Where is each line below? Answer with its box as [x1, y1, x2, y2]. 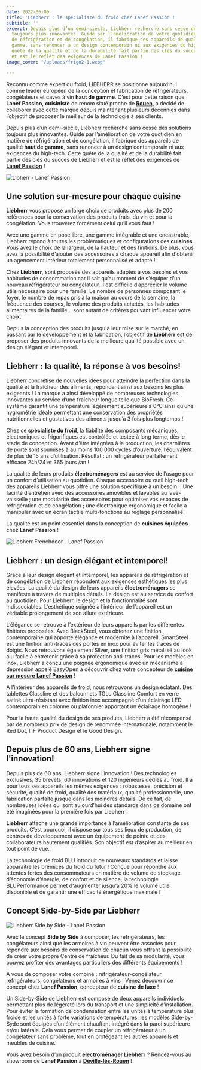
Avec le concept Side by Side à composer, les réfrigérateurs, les [6, 933, 165, 941]
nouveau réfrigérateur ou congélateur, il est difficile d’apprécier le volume [6, 281, 187, 288]
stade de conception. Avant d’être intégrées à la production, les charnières [6, 440, 190, 447]
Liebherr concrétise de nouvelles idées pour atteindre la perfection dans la [6, 377, 190, 384]
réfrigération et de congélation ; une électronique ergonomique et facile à [6, 502, 187, 509]
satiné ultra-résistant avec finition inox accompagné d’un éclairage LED [6, 696, 182, 703]
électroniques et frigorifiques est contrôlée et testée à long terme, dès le [6, 433, 185, 440]
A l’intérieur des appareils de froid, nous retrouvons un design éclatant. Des [6, 684, 193, 691]
